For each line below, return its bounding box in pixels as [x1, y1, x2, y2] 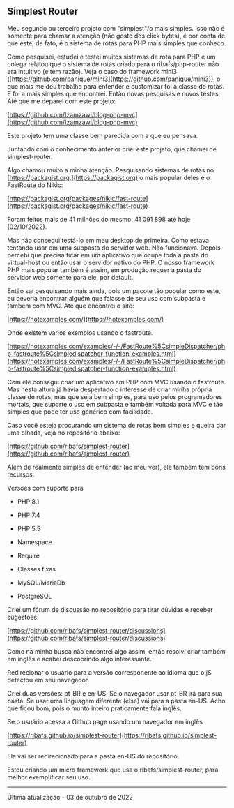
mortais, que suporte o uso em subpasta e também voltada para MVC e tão [7, 400, 224, 408]
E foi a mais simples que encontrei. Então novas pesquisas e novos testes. [7, 89, 221, 98]
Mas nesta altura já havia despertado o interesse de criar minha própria [7, 385, 212, 394]
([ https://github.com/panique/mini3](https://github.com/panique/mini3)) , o [7, 75, 221, 83]
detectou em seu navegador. [7, 675, 90, 684]
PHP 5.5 [17, 524, 41, 532]
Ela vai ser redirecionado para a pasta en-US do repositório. [7, 751, 180, 760]
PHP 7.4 [17, 511, 40, 519]
